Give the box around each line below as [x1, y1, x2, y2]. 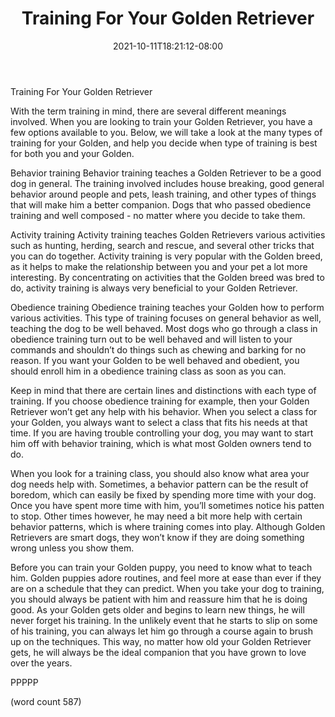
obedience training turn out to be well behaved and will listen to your [10, 333, 293, 345]
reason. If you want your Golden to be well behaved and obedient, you [10, 354, 300, 366]
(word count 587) [10, 695, 82, 707]
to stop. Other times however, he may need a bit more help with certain [10, 510, 303, 522]
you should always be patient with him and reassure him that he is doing [10, 593, 308, 605]
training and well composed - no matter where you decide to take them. [10, 209, 306, 221]
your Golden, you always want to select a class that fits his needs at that [10, 416, 308, 428]
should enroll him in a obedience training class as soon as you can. [10, 365, 287, 377]
